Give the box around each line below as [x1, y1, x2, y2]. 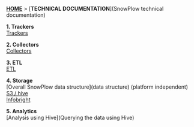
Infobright [6, 96, 31, 103]
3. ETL [6, 59, 23, 66]
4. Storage [6, 77, 33, 84]
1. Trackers [6, 23, 34, 30]
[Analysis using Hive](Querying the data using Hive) [6, 114, 135, 121]
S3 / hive [6, 90, 28, 96]
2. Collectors [6, 41, 39, 48]
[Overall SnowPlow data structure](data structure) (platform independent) [6, 83, 188, 90]
